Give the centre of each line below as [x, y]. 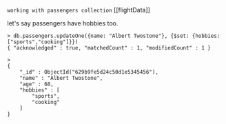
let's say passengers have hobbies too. [63, 23]
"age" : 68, [37, 84]
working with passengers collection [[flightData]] [79, 10]
